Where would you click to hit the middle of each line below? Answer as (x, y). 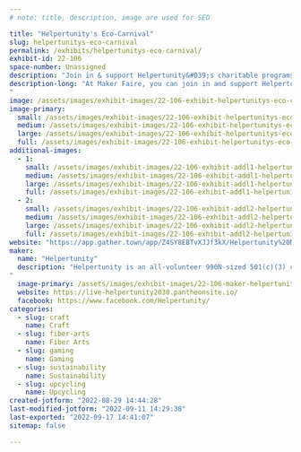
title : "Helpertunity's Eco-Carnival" (82, 34)
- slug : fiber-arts (54, 334)
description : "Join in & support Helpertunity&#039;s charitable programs (152, 76)
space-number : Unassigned (57, 67)
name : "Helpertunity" (58, 259)
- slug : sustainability (61, 367)
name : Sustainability (65, 376)
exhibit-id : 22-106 (46, 59)
